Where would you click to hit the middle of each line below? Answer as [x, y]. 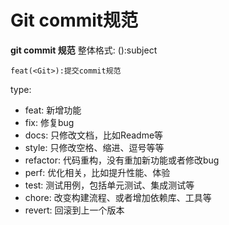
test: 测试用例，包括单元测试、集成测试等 [109, 185]
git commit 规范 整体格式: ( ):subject [84, 50]
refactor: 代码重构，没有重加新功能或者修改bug [122, 160]
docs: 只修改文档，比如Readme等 [94, 135]
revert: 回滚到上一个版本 [74, 210]
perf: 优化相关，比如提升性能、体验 [97, 172]
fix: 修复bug [49, 122]
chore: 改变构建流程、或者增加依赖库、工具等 [118, 197]
